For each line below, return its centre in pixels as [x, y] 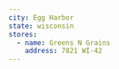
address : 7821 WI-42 [64, 51]
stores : [23, 34]
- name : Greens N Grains [64, 43]
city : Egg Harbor [41, 17]
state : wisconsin [41, 26]
